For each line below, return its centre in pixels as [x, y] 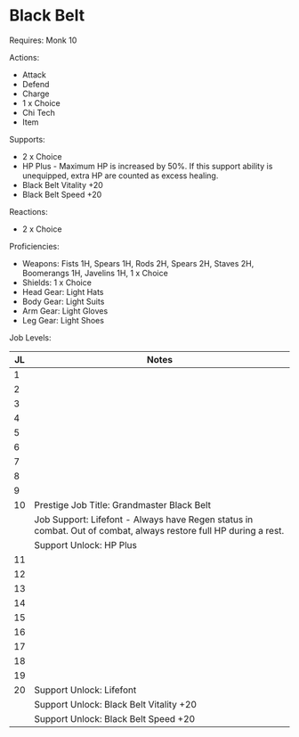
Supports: [28, 139]
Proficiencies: [34, 246]
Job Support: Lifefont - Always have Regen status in [144, 520]
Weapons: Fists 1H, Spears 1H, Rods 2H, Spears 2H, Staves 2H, [138, 263]
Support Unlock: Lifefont [85, 690]
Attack [34, 74]
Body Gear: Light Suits [63, 301]
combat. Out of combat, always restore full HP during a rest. [159, 530]
